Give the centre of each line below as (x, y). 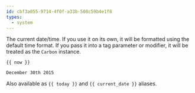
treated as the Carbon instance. (43, 52)
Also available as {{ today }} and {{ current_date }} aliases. (82, 84)
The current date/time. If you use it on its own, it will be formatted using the (98, 39)
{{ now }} (18, 62)
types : (14, 17)
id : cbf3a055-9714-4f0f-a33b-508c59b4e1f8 (59, 11)
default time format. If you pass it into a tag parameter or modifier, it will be (97, 45)
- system (22, 22)
